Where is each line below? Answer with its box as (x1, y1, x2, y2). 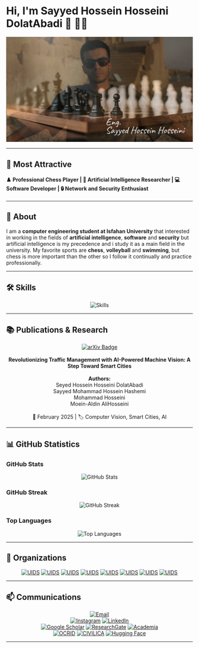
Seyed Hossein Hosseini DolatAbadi (56, 381, 143, 388)
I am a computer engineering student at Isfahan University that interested (6, 227, 190, 235)
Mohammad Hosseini (73, 394, 126, 402)
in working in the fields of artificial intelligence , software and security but (6, 233, 190, 241)
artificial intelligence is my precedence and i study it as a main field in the (6, 240, 185, 247)
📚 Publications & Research (6, 325, 108, 335)
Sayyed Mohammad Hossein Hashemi (53, 388, 146, 395)
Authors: (88, 375, 111, 383)
